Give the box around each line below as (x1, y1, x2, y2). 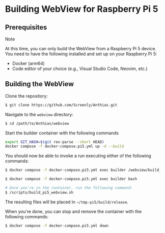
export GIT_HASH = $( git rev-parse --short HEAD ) (5, 139, 105, 144)
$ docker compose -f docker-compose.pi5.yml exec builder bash (5, 176, 137, 182)
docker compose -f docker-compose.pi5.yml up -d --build (5, 144, 124, 149)
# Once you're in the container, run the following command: (5, 186, 133, 191)
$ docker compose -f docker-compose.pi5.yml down (5, 223, 109, 228)
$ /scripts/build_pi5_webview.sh (5, 190, 74, 195)
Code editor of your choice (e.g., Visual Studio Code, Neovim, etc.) (12, 66, 148, 71)
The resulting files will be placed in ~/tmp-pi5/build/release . (5, 199, 129, 205)
